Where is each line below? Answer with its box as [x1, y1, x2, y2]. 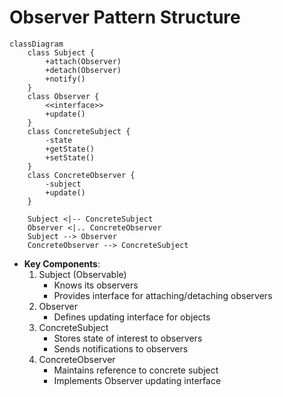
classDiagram [9, 39, 64, 49]
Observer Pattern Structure [9, 6, 241, 29]
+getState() [45, 144, 96, 154]
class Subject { [27, 47, 96, 58]
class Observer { [27, 91, 100, 101]
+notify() [45, 74, 86, 84]
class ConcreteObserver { [27, 170, 136, 180]
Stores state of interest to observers [53, 332, 203, 344]
